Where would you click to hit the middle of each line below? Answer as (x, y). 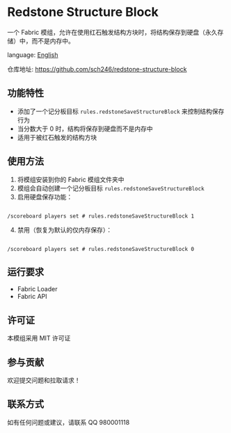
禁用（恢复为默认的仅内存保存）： (65, 229)
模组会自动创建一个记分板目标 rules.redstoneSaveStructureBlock (111, 188)
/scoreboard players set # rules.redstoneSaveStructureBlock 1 (101, 216)
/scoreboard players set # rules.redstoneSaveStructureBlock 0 (101, 249)
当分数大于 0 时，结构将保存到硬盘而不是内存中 (85, 129)
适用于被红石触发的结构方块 (57, 137)
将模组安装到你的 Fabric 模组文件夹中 (71, 179)
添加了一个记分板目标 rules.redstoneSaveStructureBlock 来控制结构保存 (121, 111)
